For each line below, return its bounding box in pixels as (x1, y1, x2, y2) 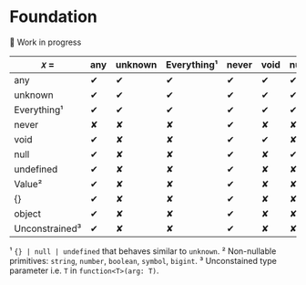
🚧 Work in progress (9, 37, 82, 47)
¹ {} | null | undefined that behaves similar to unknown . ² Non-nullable (9, 245, 277, 257)
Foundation (9, 6, 98, 27)
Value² (14, 177, 43, 190)
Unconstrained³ (14, 222, 82, 235)
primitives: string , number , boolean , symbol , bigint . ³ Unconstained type (9, 255, 278, 266)
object (14, 207, 41, 220)
